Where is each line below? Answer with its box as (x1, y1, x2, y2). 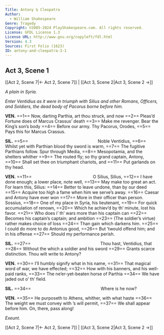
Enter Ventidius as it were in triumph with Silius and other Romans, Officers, (5, 99, 158, 104)
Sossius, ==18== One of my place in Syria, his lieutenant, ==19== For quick (5, 200, 158, 206)
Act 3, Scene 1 (5, 66, 49, 75)
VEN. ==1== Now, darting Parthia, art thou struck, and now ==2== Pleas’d (5, 113, 155, 119)
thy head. (5, 164, 24, 170)
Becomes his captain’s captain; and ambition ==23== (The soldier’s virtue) (5, 215, 156, 221)
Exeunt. (5, 315, 21, 321)
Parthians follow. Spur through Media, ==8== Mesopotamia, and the (5, 149, 143, 155)
